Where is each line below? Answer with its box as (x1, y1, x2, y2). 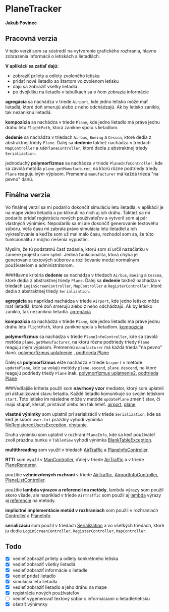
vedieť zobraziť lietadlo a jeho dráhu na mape (12, 584, 107, 590)
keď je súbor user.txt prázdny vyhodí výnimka (5, 416, 103, 422)
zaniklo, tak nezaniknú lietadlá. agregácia (5, 308, 91, 314)
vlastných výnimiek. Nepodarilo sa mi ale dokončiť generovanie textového (5, 220, 159, 226)
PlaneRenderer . (5, 462, 37, 468)
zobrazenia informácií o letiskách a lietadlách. (5, 53, 100, 59)
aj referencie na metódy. (5, 497, 56, 504)
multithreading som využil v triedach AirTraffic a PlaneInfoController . (5, 447, 149, 453)
